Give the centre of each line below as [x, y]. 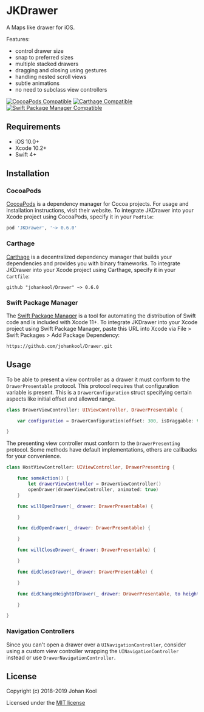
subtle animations [37, 83]
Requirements [33, 127]
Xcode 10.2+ [31, 148]
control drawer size [39, 51]
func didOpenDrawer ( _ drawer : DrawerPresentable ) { [84, 528]
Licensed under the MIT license [46, 703]
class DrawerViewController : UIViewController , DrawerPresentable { [95, 410]
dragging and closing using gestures [61, 70]
